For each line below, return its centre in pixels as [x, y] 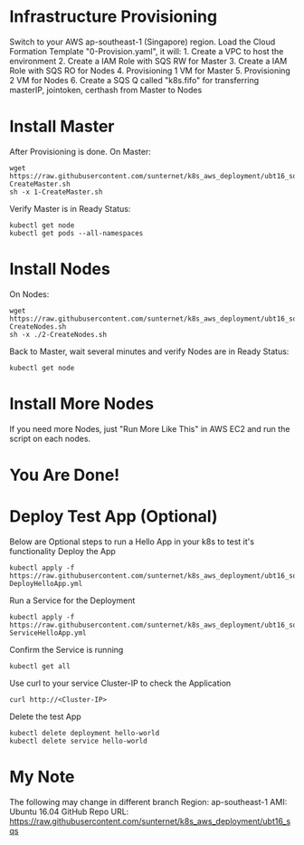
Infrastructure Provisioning [114, 17]
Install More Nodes [82, 404]
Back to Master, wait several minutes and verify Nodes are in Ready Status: [149, 351]
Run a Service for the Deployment [72, 600]
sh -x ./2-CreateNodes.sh [58, 334]
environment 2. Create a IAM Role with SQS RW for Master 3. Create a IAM [148, 61]
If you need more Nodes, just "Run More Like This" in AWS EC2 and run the [150, 428]
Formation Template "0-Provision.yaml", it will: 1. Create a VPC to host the [147, 51]
